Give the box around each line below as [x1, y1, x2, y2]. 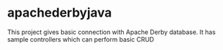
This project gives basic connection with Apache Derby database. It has [7, 28, 216, 36]
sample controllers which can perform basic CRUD [7, 35, 155, 43]
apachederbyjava [7, 5, 113, 21]
